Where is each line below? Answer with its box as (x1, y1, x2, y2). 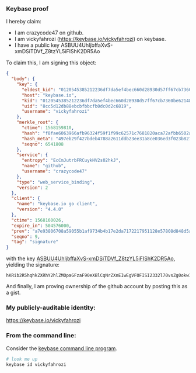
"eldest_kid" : (21, 87, 57, 92)
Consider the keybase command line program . (6, 344, 118, 352)
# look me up (6, 356, 38, 362)
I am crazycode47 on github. (14, 29, 84, 36)
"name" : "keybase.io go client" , (16, 201, 98, 207)
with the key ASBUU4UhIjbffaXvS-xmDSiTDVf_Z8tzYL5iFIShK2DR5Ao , (6, 255, 176, 262)
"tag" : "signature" (11, 239, 59, 245)
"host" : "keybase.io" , (21, 92, 77, 98)
